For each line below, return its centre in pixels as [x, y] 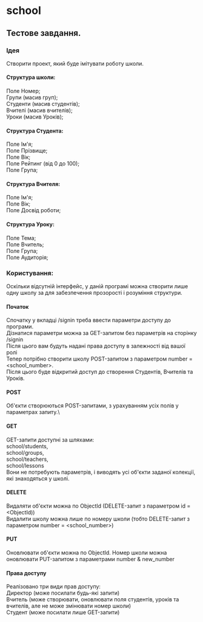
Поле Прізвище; [27, 151]
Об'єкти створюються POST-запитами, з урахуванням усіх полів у [92, 406]
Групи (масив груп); [32, 97]
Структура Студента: [35, 131]
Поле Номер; [23, 91]
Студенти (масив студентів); [43, 104]
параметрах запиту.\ [33, 412]
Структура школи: [31, 77]
